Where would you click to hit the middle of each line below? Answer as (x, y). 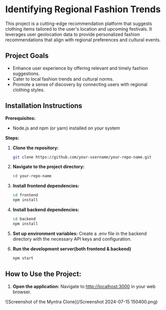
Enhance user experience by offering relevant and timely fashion (80, 68)
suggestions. (26, 73)
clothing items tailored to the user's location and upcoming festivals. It (79, 29)
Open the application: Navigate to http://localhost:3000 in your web (84, 286)
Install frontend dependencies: (46, 186)
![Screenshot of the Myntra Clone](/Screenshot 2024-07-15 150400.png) (81, 301)
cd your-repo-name (32, 176)
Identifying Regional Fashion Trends (83, 9)
